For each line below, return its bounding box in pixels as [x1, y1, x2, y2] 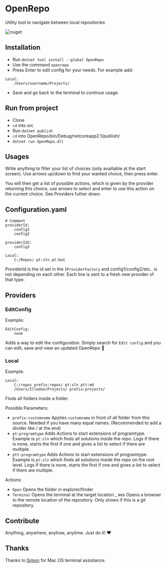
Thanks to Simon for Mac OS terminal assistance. [5, 557, 106, 563]
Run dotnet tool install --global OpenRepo [12, 56, 104, 62]
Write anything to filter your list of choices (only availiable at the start [5, 165, 146, 171]
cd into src [12, 122, 34, 128]
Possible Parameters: [5, 405, 49, 411]
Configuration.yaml [5, 205, 67, 213]
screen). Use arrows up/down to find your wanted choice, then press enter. [5, 171, 159, 177]
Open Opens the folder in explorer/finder [12, 486, 94, 493]
